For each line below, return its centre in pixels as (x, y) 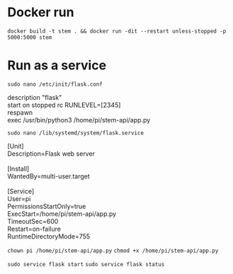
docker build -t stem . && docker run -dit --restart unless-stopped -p (117, 31)
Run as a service (57, 65)
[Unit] (16, 146)
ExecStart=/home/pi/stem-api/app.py (62, 214)
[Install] (18, 169)
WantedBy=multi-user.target (49, 176)
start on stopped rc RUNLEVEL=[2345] (64, 105)
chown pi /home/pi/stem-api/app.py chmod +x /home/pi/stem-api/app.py (113, 251)
